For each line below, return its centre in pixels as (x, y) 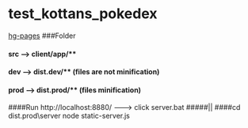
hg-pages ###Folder (42, 36)
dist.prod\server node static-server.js (69, 116)
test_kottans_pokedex (83, 14)
